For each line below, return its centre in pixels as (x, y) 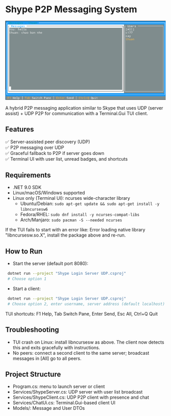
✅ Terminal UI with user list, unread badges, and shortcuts (67, 159)
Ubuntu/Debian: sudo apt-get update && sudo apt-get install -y (90, 204)
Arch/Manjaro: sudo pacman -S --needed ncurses (71, 220)
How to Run (24, 251)
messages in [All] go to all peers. (47, 358)
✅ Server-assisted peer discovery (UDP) (48, 142)
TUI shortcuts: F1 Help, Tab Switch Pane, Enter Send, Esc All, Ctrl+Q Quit (81, 314)
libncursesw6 (34, 210)
